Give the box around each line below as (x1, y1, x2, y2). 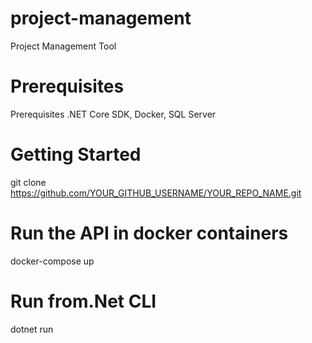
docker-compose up (10, 255, 95, 267)
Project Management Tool (10, 40, 117, 52)
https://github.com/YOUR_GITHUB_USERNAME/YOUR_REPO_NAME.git (10, 187, 302, 199)
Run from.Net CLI (10, 290, 157, 312)
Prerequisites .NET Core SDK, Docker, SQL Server (10, 108, 217, 120)
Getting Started (10, 143, 142, 166)
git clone (10, 176, 47, 188)
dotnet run (10, 323, 54, 335)
